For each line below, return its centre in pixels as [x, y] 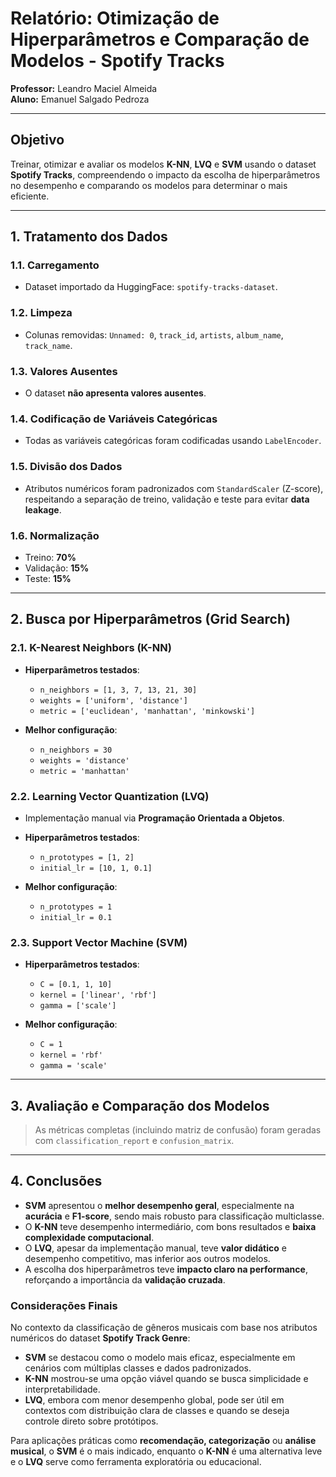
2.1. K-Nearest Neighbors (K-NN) [91, 648]
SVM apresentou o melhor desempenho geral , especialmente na [159, 1205]
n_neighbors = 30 [76, 750]
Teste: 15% [48, 578]
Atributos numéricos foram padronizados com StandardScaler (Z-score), [174, 488]
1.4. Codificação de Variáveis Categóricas [114, 419]
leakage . [43, 509]
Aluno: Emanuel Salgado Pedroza [80, 99]
